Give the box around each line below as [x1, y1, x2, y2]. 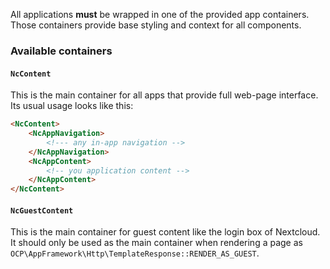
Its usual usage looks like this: [10, 100, 134, 112]
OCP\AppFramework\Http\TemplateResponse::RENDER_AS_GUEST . [10, 247, 260, 259]
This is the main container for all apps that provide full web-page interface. [10, 89, 319, 101]
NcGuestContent [10, 205, 74, 216]
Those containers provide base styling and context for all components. [10, 19, 302, 31]
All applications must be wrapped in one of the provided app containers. [10, 9, 310, 20]
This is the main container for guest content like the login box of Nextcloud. [10, 226, 321, 238]
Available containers [10, 44, 113, 58]
